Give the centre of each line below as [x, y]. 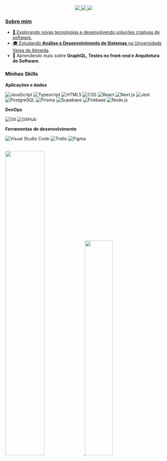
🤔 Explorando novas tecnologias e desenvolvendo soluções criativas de [86, 32]
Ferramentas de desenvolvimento [41, 129]
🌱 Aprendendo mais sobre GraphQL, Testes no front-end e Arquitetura [86, 56]
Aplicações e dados [26, 85]
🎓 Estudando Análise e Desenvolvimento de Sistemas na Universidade [87, 43]
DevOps [14, 109]
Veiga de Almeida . [31, 50]
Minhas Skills [22, 74]
